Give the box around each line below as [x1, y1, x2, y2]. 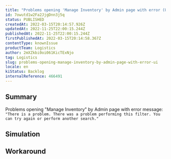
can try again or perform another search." [5, 116, 99, 121]
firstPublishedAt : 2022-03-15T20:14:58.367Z [5, 36, 101, 41]
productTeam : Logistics [5, 45, 56, 50]
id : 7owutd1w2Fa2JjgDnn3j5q [5, 12, 65, 17]
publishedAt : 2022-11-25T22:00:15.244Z [5, 31, 90, 36]
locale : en [5, 64, 28, 69]
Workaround [5, 147, 46, 156]
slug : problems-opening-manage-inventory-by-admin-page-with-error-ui [5, 60, 158, 65]
